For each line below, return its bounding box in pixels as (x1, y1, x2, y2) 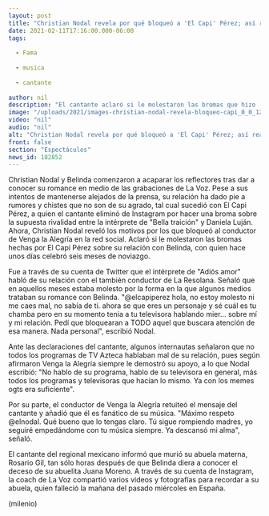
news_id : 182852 (8, 153, 62, 161)
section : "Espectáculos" (8, 146, 91, 154)
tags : (8, 34, 26, 42)
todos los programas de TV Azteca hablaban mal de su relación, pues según (8, 350, 260, 360)
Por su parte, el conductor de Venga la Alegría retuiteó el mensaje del (8, 400, 238, 410)
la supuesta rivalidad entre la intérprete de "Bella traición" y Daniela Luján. (8, 218, 254, 227)
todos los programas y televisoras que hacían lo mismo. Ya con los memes (8, 376, 255, 386)
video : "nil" (8, 116, 52, 124)
